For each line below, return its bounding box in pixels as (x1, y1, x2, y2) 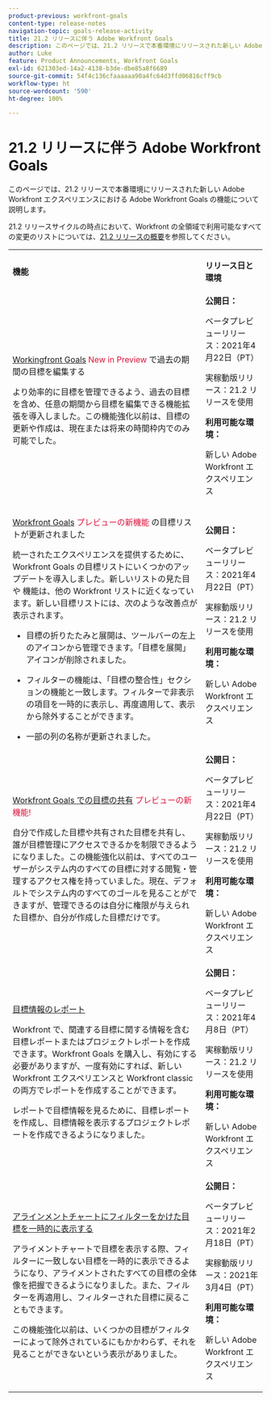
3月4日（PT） (205, 1282, 259, 1293)
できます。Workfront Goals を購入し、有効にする (12, 1049, 198, 1060)
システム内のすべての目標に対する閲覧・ (36, 863, 190, 875)
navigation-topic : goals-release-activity (8, 27, 153, 35)
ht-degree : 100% (8, 95, 63, 103)
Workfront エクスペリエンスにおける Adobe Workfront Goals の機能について (8, 195, 260, 205)
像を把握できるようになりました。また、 (12, 1280, 166, 1291)
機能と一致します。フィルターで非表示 (50, 686, 195, 698)
